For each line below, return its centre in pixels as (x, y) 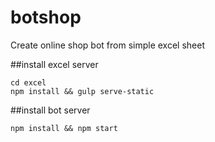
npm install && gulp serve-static (82, 91)
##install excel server (54, 64)
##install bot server (50, 110)
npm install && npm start (64, 128)
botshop (46, 17)
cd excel (28, 82)
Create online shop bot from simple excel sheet (108, 45)
